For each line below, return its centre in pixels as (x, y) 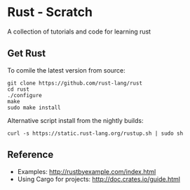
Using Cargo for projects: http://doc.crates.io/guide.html (99, 179)
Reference (30, 155)
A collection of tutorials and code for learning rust (79, 31)
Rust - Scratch (50, 12)
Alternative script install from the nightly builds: (75, 120)
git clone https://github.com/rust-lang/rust (75, 83)
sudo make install (34, 108)
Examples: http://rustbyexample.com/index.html (87, 171)
